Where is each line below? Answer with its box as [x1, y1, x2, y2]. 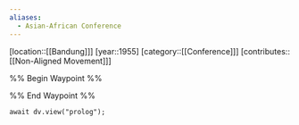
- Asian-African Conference [17, 21, 122, 30]
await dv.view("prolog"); [9, 107, 105, 116]
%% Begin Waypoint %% [9, 72, 103, 83]
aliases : [9, 12, 42, 22]
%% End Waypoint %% [9, 90, 96, 101]
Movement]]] [63, 55, 112, 66]
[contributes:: [240, 46, 290, 56]
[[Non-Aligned [9, 55, 62, 66]
